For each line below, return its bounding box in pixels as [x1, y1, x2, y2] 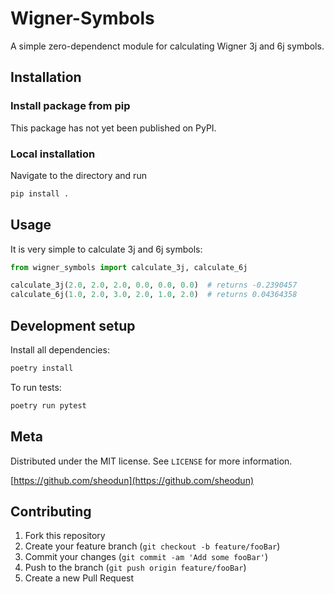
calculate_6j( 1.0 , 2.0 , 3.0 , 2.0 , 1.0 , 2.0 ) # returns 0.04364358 [10, 290, 298, 300]
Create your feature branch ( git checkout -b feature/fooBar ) [24, 540, 281, 552]
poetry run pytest [10, 400, 87, 411]
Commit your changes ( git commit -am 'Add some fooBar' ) [24, 551, 269, 563]
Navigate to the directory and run [10, 169, 147, 181]
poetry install [10, 363, 74, 374]
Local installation [10, 147, 96, 161]
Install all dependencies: [10, 344, 110, 356]
